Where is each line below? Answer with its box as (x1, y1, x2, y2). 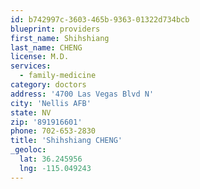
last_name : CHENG (10, 42, 83, 53)
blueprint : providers (10, 24, 101, 34)
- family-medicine (19, 71, 97, 81)
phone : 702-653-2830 (10, 126, 97, 136)
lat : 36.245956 (19, 154, 83, 164)
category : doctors (10, 80, 87, 90)
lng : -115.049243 (19, 163, 92, 173)
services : (10, 61, 52, 71)
